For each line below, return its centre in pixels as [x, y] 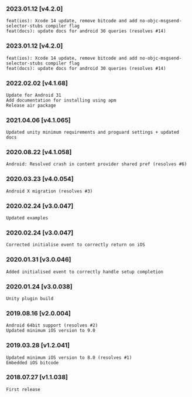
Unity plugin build [30, 298]
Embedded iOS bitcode [32, 362]
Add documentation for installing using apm [61, 100]
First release [23, 389]
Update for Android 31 [34, 95]
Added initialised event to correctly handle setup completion [85, 272]
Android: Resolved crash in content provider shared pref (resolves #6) [97, 164]
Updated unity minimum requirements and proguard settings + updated [93, 133]
